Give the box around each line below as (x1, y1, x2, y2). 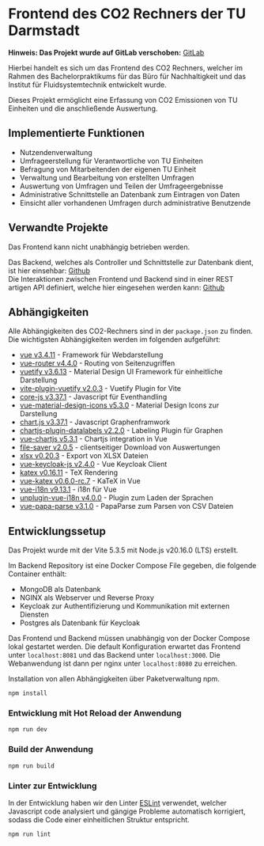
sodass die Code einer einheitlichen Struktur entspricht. (8, 815, 190, 825)
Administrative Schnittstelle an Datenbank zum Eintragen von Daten (19, 189, 240, 199)
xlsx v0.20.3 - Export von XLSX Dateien (19, 451, 149, 461)
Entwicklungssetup (8, 524, 107, 538)
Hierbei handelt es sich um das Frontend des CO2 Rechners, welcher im (8, 63, 243, 72)
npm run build (8, 761, 55, 770)
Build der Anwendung (8, 744, 93, 755)
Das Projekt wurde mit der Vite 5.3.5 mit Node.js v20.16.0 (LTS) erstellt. (8, 545, 239, 555)
